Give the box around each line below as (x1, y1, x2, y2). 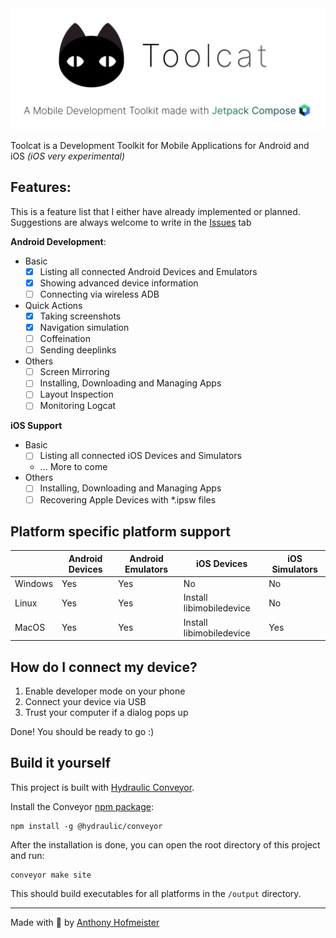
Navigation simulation (39, 321, 130, 333)
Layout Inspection (39, 388, 114, 401)
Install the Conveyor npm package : (10, 800, 154, 812)
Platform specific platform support (10, 523, 231, 540)
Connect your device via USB (24, 695, 147, 707)
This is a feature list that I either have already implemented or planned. (10, 205, 301, 217)
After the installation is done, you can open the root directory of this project (10, 838, 321, 851)
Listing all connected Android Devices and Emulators (39, 265, 258, 277)
